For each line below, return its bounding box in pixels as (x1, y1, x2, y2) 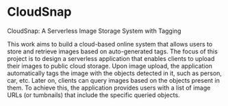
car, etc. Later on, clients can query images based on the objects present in (7, 76, 220, 84)
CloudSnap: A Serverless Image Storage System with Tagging (7, 27, 181, 35)
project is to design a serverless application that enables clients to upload (7, 54, 215, 62)
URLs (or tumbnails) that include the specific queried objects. (7, 90, 180, 99)
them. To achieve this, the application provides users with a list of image (7, 83, 211, 92)
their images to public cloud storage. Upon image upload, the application (7, 62, 213, 70)
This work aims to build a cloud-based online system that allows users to (7, 40, 213, 48)
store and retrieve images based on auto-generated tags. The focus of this (7, 47, 218, 55)
